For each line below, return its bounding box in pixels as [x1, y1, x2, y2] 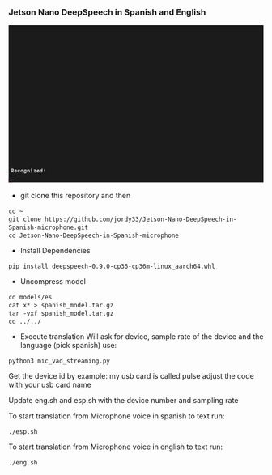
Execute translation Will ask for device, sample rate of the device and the [19, 332, 264, 341]
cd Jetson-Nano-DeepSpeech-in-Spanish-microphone [8, 231, 180, 240]
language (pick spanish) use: [19, 341, 117, 350]
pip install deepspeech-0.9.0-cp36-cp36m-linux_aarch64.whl [8, 262, 216, 271]
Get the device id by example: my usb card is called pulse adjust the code [8, 371, 255, 381]
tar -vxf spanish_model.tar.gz [8, 310, 114, 318]
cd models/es [8, 294, 53, 302]
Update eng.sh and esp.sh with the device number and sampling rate [8, 396, 239, 405]
